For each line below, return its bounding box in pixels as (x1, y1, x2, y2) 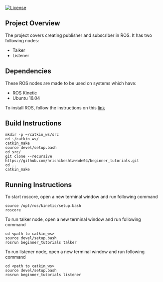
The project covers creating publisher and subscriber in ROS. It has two (5, 32, 152, 38)
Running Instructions (5, 181, 72, 189)
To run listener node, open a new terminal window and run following (5, 249, 145, 255)
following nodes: (5, 37, 39, 43)
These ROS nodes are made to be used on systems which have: (5, 80, 137, 86)
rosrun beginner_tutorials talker (5, 240, 77, 245)
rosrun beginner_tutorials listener (5, 273, 81, 278)
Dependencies (5, 67, 51, 76)
